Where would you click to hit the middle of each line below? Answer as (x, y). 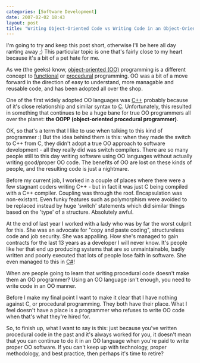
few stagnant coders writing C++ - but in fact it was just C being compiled (97, 187)
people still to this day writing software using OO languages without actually (99, 156)
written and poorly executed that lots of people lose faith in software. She (96, 256)
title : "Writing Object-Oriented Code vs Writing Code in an (84, 28)
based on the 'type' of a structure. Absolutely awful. (70, 212)
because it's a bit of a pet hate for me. (53, 58)
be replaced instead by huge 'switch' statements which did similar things (96, 206)
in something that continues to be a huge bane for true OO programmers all (99, 113)
